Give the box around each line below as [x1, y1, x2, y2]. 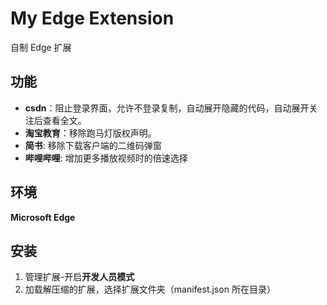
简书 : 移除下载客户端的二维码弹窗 [24, 139, 162, 151]
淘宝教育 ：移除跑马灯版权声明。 [24, 127, 157, 139]
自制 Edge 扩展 [10, 41, 72, 53]
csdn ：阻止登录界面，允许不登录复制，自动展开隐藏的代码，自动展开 [24, 102, 310, 114]
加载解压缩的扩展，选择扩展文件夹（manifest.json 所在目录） [24, 283, 276, 296]
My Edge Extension [10, 7, 175, 30]
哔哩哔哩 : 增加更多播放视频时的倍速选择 [24, 152, 188, 164]
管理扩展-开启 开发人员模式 [24, 271, 135, 283]
